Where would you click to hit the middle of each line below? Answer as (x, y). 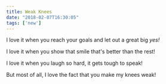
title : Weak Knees (29, 12)
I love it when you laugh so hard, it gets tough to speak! (74, 63)
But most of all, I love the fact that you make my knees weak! (81, 75)
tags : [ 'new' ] (24, 23)
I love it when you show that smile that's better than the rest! (81, 52)
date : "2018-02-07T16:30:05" (43, 17)
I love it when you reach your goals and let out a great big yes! (83, 40)
